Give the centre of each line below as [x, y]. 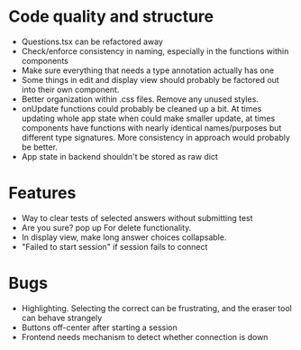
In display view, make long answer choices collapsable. [124, 237]
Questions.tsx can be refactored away [92, 41]
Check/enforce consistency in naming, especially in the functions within [155, 51]
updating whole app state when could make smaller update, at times [148, 118]
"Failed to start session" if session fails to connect [114, 246]
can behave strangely [62, 318]
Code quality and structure [111, 17]
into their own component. [70, 89]
